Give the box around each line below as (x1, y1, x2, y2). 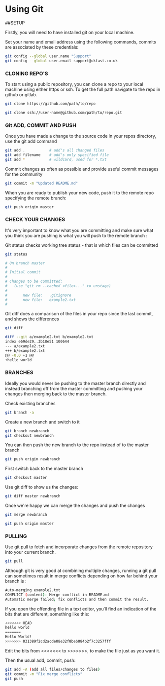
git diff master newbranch (5, 494, 61, 499)
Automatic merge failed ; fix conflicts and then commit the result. (5, 597, 149, 602)
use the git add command (5, 138, 57, 144)
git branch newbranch (5, 428, 50, 433)
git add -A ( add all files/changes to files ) (5, 667, 100, 672)
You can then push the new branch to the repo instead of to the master (5, 442, 149, 448)
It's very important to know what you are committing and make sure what (5, 227, 154, 233)
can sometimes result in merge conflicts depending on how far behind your (5, 572, 158, 578)
